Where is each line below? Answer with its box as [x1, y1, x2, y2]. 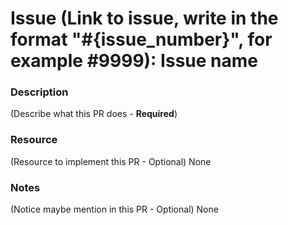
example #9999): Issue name [10, 50, 258, 72]
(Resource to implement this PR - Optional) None [10, 155, 212, 167]
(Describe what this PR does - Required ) [10, 108, 178, 120]
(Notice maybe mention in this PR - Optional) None [10, 203, 219, 216]
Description [10, 85, 69, 99]
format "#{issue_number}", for [10, 28, 273, 51]
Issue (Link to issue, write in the [10, 7, 279, 30]
